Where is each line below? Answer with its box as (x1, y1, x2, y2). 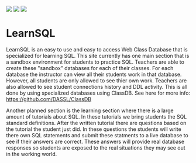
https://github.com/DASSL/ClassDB (6, 95, 92, 102)
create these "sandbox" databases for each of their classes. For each (6, 64, 174, 71)
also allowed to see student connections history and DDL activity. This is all (6, 83, 188, 90)
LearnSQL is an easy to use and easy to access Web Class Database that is (6, 46, 188, 53)
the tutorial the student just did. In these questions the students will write (6, 126, 181, 133)
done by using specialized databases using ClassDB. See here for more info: (6, 89, 191, 96)
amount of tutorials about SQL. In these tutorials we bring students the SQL (6, 113, 187, 120)
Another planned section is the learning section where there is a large (6, 107, 174, 114)
